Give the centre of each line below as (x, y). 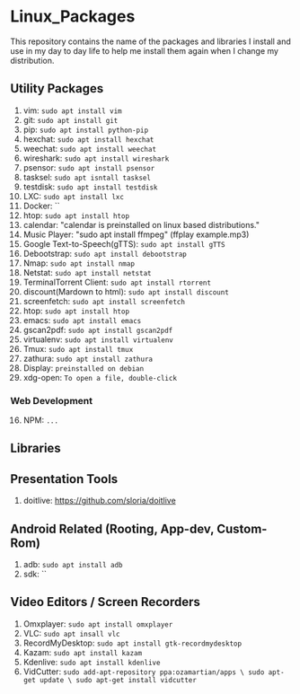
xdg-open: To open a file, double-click (100, 377)
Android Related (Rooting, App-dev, (112, 528)
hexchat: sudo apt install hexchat (88, 139)
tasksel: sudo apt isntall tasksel (87, 177)
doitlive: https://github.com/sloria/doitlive (99, 501)
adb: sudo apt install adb (73, 565)
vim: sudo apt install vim (72, 110)
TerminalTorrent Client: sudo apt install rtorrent (117, 282)
